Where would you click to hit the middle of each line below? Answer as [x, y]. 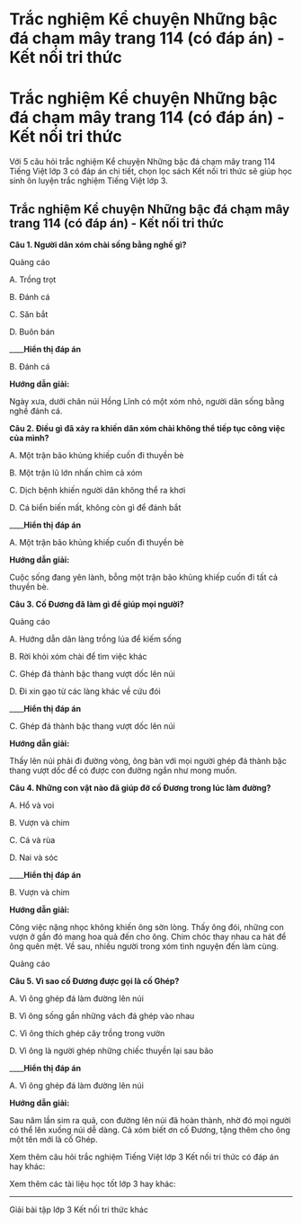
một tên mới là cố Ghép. [53, 1139]
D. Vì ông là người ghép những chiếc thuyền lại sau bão [111, 1051]
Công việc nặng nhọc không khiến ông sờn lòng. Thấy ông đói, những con [147, 927]
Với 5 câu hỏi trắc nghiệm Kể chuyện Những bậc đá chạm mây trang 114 [142, 162]
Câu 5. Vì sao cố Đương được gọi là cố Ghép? [94, 980]
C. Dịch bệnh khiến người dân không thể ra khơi [98, 490]
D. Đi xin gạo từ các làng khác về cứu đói [85, 691]
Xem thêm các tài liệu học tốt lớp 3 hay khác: [93, 1184]
